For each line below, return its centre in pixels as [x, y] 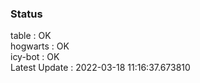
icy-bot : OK [35, 57]
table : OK [31, 36]
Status [26, 14]
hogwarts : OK [40, 46]
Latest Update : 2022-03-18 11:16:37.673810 [100, 68]
